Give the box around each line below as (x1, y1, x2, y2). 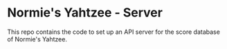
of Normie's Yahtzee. (7, 35, 68, 43)
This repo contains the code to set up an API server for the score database (7, 28, 220, 36)
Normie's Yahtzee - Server (7, 5, 163, 21)
